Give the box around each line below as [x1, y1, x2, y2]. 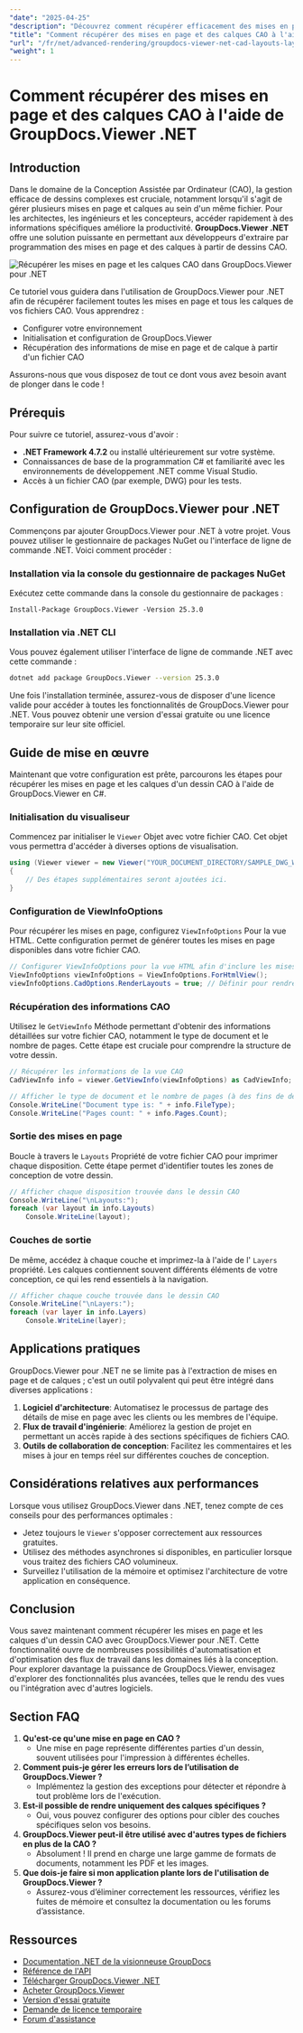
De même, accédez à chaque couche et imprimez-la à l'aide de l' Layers [9, 1254, 278, 1265]
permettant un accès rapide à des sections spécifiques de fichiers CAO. [22, 1430, 290, 1441]
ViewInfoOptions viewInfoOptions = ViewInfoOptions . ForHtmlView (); [9, 970, 269, 979]
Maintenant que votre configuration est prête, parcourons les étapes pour [9, 769, 283, 780]
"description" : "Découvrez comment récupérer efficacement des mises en [9, 22, 289, 31]
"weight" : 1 [9, 47, 54, 56]
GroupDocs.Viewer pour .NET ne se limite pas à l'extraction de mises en [9, 1365, 278, 1376]
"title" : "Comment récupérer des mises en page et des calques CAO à [9, 30, 277, 39]
